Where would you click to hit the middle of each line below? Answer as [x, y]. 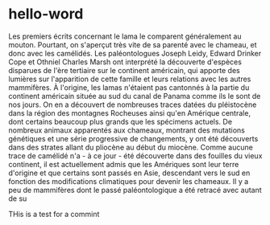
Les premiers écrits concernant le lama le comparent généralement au [125, 36]
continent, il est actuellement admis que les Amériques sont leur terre [124, 164]
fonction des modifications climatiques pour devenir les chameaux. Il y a [129, 181]
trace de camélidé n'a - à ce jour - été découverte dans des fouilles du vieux [135, 155]
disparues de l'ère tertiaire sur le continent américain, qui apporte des [124, 70]
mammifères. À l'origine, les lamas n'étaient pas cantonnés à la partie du [129, 87]
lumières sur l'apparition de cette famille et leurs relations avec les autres [130, 79]
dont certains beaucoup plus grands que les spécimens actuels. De [120, 121]
